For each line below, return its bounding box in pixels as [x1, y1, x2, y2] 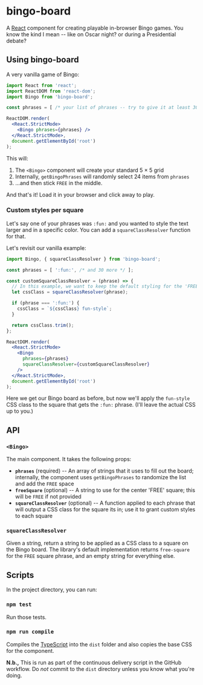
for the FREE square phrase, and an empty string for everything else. [6, 552, 175, 560]
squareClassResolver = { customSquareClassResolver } [22, 361, 150, 367]
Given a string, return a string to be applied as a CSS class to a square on [6, 540, 188, 547]
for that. [6, 232, 26, 240]
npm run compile [6, 628, 54, 635]
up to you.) [6, 407, 33, 415]
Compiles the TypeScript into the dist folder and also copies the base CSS [6, 640, 192, 648]
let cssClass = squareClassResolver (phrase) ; [11, 289, 129, 295]
